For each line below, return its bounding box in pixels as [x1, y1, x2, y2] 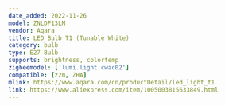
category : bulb [8, 41, 59, 49]
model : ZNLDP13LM [8, 19, 66, 27]
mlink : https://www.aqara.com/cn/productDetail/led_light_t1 [8, 78, 215, 86]
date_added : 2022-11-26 [8, 11, 87, 20]
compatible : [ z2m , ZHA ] [8, 71, 87, 79]
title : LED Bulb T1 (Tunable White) [8, 33, 130, 42]
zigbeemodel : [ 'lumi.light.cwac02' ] [8, 64, 130, 72]
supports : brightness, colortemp [8, 57, 119, 65]
